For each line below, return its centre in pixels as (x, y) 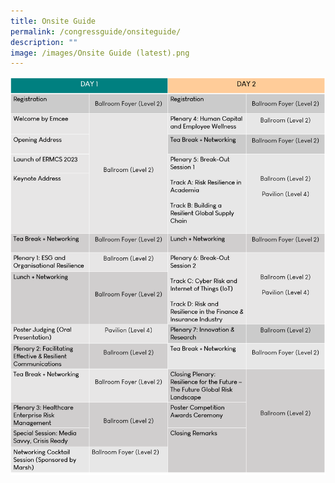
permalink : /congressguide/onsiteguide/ (96, 31)
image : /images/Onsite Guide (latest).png (100, 53)
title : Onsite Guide (53, 21)
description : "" (44, 42)
